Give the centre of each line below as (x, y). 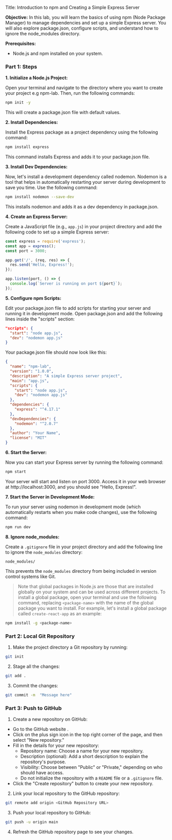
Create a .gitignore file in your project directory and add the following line (84, 547)
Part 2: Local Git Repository (40, 636)
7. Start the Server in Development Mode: (50, 497)
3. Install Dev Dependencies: (37, 167)
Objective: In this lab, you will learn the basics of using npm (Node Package (85, 17)
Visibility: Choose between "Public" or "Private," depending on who (91, 767)
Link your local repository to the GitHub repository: (66, 793)
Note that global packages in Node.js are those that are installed (85, 586)
